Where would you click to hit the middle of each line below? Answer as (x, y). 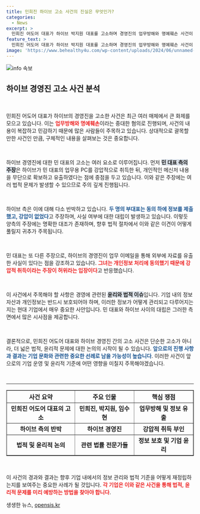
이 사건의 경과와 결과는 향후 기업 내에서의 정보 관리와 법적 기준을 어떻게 (89, 477)
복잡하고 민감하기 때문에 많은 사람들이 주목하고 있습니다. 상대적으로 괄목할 (103, 130)
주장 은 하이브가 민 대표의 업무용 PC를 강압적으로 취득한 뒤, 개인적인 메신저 (92, 170)
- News (20, 23)
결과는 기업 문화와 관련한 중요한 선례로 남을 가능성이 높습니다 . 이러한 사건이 (99, 356)
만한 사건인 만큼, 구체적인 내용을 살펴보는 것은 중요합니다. (73, 138)
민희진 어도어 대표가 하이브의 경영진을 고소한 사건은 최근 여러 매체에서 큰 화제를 (98, 116)
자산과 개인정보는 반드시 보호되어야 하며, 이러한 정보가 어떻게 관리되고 (87, 302)
